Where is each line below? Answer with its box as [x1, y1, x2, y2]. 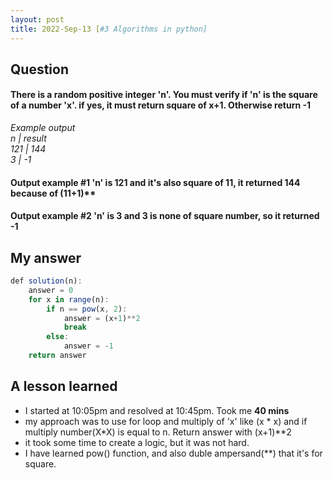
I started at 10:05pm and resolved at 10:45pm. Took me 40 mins [24, 404, 290, 416]
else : [46, 332, 70, 342]
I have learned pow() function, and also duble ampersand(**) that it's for [24, 447, 323, 459]
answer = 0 [28, 285, 74, 295]
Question [10, 61, 69, 78]
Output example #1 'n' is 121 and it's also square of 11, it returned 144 [10, 176, 301, 188]
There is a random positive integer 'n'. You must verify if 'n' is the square [10, 89, 318, 101]
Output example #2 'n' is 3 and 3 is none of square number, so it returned [10, 210, 320, 222]
